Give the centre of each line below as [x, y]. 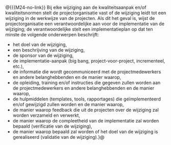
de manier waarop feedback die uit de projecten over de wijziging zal [85, 110]
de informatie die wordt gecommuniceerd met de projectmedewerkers [87, 72]
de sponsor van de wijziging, [43, 55]
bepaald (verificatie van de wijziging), [52, 126]
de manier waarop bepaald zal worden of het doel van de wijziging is [85, 132]
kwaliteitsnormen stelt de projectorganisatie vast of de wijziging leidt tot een [86, 13]
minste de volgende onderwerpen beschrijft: [52, 35]
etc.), [18, 66]
